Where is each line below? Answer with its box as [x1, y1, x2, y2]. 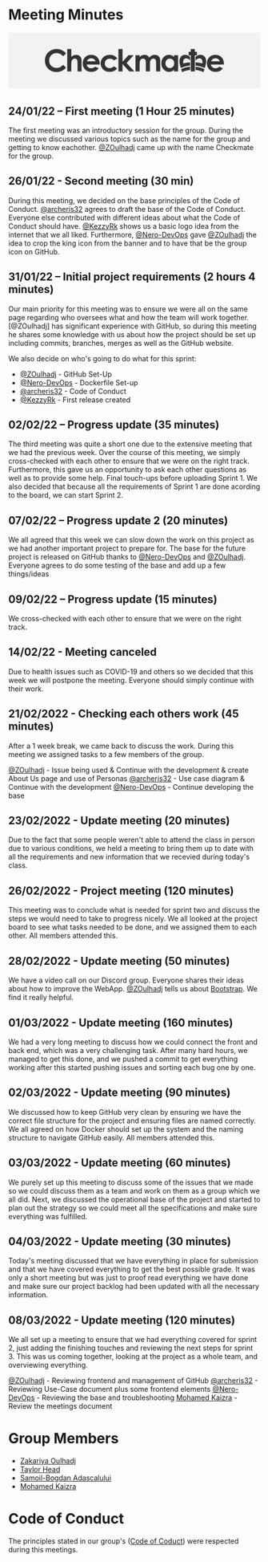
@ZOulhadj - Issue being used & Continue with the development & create [8, 765, 250, 775]
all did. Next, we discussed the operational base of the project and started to [8, 1194, 261, 1204]
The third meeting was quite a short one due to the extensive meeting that [8, 439, 253, 449]
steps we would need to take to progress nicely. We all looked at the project [8, 913, 258, 924]
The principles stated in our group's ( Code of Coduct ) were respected [8, 1536, 239, 1546]
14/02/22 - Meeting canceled [8, 645, 158, 659]
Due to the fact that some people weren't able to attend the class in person [8, 835, 255, 844]
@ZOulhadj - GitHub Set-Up [19, 369, 112, 379]
